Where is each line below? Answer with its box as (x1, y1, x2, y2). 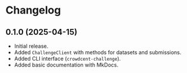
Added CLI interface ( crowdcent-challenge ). (14, 55, 121, 62)
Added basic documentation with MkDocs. (14, 61, 119, 68)
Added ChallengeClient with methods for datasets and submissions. (14, 49, 182, 56)
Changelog (5, 4, 61, 17)
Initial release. (14, 42, 49, 49)
